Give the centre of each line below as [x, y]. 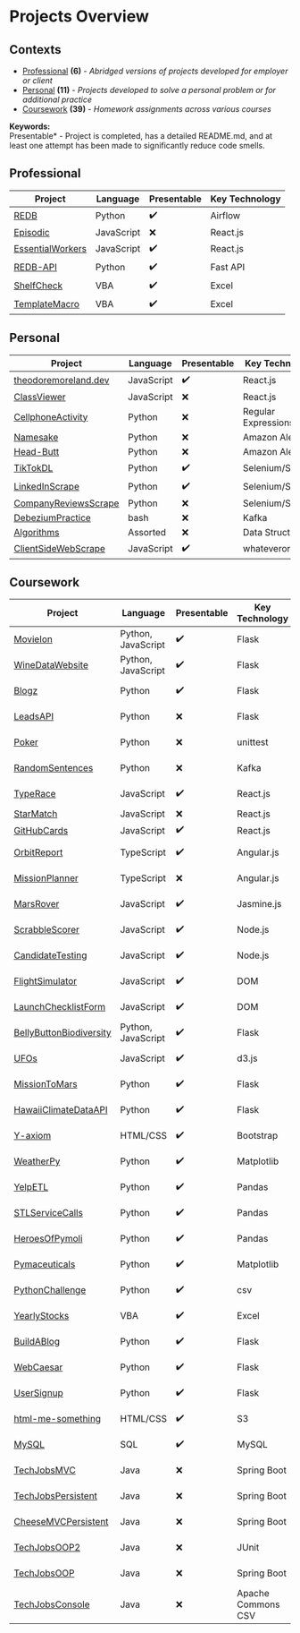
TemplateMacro [47, 304]
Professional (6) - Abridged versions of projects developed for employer [155, 71]
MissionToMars [46, 1084]
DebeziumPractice [52, 517]
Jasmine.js [259, 904]
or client [37, 81]
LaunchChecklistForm [60, 1007]
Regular [259, 411]
